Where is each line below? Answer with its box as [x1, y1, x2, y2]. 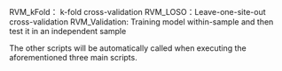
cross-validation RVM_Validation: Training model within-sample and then [9, 17, 274, 27]
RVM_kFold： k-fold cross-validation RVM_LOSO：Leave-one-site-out [9, 7, 266, 17]
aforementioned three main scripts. [9, 53, 137, 62]
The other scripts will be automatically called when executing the [9, 43, 247, 53]
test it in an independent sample [9, 26, 127, 36]
